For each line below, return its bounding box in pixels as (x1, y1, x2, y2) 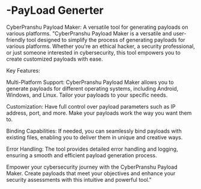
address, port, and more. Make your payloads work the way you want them (6, 109, 192, 116)
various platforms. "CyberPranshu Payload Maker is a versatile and (6, 29, 172, 37)
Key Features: (6, 67, 40, 74)
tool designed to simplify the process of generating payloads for (26, 36, 185, 43)
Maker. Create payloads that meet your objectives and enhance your (6, 169, 176, 177)
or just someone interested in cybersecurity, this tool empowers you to (6, 49, 181, 56)
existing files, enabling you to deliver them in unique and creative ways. (6, 133, 183, 141)
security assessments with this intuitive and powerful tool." (6, 176, 152, 183)
